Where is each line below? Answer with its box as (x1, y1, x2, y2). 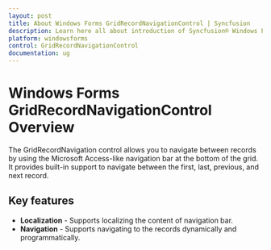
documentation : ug (8, 49, 70, 57)
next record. (8, 170, 49, 180)
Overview (8, 119, 75, 137)
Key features (8, 194, 74, 208)
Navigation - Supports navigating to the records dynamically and (19, 223, 237, 234)
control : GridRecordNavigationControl (8, 42, 139, 50)
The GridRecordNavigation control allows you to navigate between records (8, 144, 256, 154)
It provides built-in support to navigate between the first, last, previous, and (8, 162, 260, 172)
